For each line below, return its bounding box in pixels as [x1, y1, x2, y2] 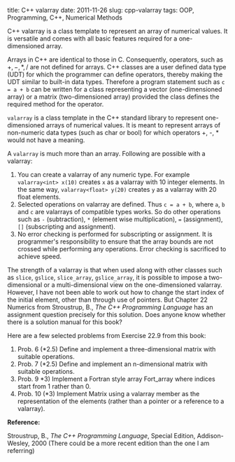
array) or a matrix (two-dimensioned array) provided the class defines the [7, 92, 220, 101]
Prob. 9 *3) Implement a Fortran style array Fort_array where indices [17, 374, 215, 383]
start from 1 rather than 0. [17, 382, 91, 391]
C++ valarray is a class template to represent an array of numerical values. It [7, 27, 228, 35]
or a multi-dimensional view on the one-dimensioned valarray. [43, 281, 222, 289]
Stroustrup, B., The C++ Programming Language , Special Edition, [7, 432, 196, 440]
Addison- [197, 432, 224, 440]
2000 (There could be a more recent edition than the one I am [31, 439, 210, 447]
